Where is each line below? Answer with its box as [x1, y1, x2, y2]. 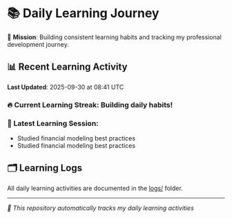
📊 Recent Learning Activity [7, 61, 128, 73]
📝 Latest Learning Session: [7, 118, 99, 128]
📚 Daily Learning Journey [7, 6, 159, 21]
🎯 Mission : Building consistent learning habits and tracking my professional [7, 32, 222, 41]
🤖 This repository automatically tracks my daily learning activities [7, 204, 195, 212]
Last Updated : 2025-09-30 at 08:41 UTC [7, 83, 124, 91]
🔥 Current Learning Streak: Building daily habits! [7, 100, 173, 109]
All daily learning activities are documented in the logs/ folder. [7, 184, 183, 192]
